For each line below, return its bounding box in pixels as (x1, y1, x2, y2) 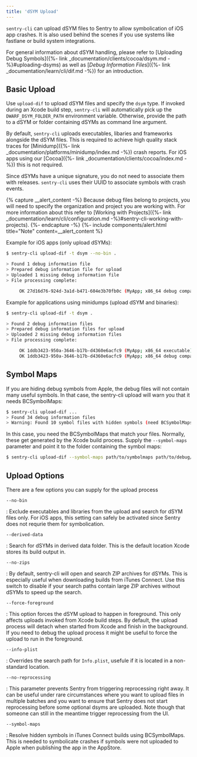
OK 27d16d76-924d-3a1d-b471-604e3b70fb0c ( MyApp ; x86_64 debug (19, 288, 177, 294)
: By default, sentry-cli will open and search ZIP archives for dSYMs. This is (6, 570, 188, 577)
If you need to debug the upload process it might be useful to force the (6, 629, 178, 636)
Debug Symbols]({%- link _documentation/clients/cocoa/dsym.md (6, 55, 167, 62)
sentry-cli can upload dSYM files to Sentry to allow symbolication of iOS (6, 25, 184, 32)
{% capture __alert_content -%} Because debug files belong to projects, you (6, 196, 191, 203)
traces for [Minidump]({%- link (6, 142, 80, 150)
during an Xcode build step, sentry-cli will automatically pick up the (6, 106, 172, 113)
